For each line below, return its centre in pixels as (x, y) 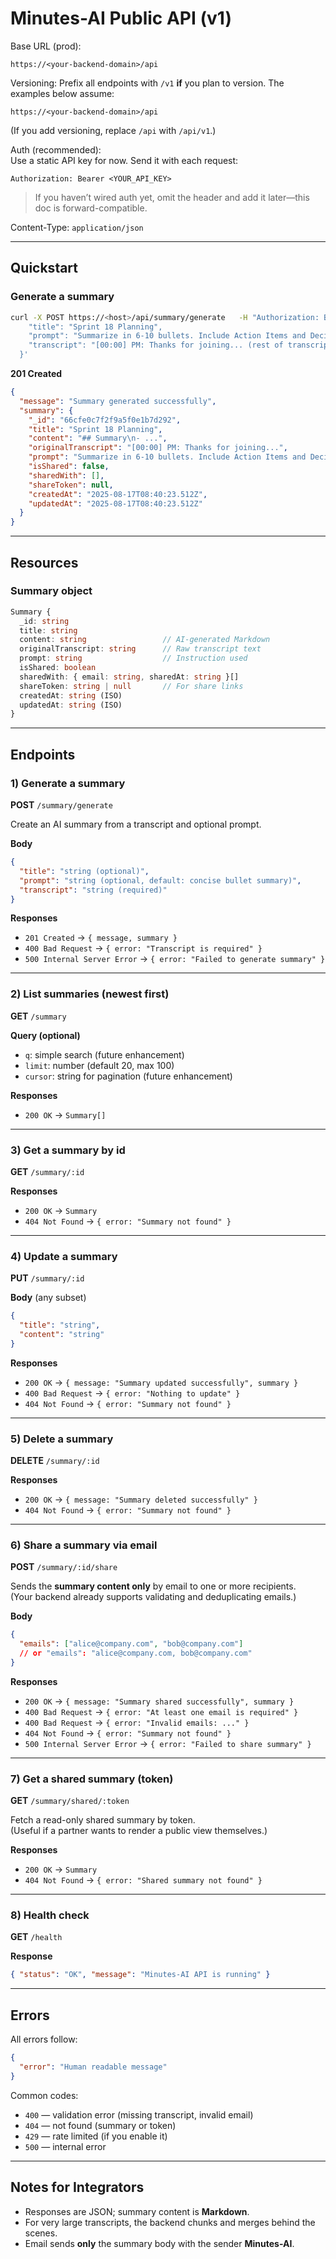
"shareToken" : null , (71, 485)
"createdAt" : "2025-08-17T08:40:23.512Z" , (118, 494)
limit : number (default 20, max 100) (99, 1065)
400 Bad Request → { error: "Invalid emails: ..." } (137, 1722)
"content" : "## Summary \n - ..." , (98, 438)
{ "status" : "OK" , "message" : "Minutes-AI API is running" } (140, 1975)
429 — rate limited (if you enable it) (96, 2136)
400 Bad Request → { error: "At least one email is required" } (161, 1711)
